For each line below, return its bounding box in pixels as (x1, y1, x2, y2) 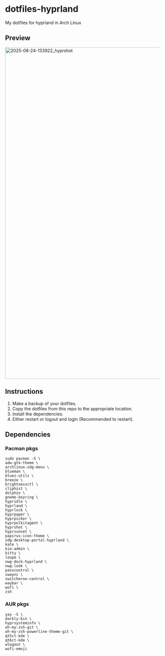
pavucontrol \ (5, 568, 34, 573)
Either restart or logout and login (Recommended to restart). (12, 416, 134, 422)
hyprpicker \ (5, 517, 32, 521)
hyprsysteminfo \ (5, 620, 41, 626)
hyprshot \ (5, 525, 27, 530)
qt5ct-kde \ (5, 633, 29, 638)
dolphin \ (5, 491, 26, 495)
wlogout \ (5, 642, 26, 647)
